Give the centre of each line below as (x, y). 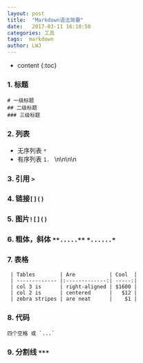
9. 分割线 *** (28, 352)
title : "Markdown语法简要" (46, 20)
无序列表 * (32, 150)
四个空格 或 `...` (31, 333)
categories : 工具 (31, 33)
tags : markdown (30, 39)
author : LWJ (24, 46)
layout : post (26, 13)
